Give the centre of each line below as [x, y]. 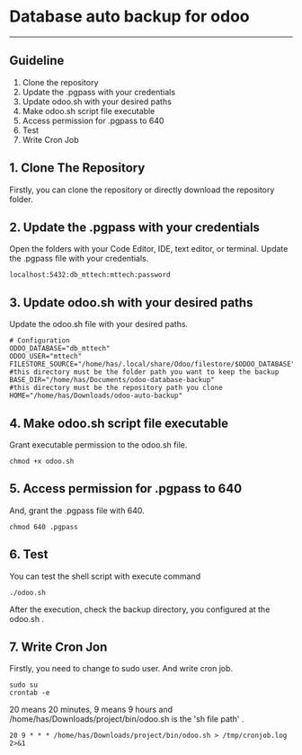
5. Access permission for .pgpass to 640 [126, 489]
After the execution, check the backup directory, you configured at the [140, 609]
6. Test [29, 555]
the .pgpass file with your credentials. [79, 259]
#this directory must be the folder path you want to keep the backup [144, 372]
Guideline [37, 61]
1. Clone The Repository [77, 168]
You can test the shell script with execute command [105, 576]
